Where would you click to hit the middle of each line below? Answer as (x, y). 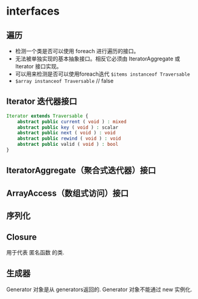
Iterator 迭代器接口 (42, 102)
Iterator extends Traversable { (47, 116)
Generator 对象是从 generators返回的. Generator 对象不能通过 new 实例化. (99, 289)
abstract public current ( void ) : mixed (72, 121)
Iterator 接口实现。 (38, 66)
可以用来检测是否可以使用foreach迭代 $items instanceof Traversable (102, 74)
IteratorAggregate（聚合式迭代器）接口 (81, 171)
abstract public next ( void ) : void (66, 133)
